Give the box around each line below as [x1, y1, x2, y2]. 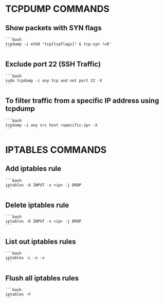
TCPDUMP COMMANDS [5, 3, 110, 15]
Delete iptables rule [5, 201, 69, 210]
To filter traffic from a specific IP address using [5, 96, 159, 105]
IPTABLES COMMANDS [5, 144, 107, 155]
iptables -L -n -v [5, 255, 45, 260]
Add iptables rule [5, 165, 62, 173]
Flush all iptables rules [5, 274, 79, 282]
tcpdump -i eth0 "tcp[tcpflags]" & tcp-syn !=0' [5, 42, 112, 47]
